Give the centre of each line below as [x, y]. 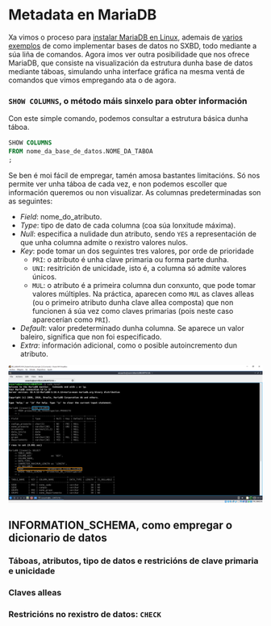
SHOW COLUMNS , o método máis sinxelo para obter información [128, 101]
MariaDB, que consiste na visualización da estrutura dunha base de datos [131, 63]
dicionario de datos [58, 538]
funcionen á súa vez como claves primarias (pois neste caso [133, 311]
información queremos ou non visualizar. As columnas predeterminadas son [135, 192]
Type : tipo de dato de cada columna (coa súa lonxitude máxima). [128, 225]
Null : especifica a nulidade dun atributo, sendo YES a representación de [138, 234]
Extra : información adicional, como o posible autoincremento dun [129, 345]
